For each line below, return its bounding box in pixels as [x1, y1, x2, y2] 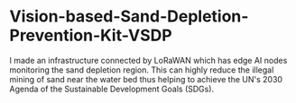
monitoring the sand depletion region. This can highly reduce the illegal [9, 64, 274, 75]
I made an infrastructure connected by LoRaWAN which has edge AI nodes [9, 55, 288, 65]
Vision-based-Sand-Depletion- [9, 6, 249, 27]
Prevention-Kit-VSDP [9, 25, 173, 46]
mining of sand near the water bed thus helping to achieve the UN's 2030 [9, 73, 282, 84]
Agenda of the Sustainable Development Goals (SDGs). [9, 83, 215, 94]
